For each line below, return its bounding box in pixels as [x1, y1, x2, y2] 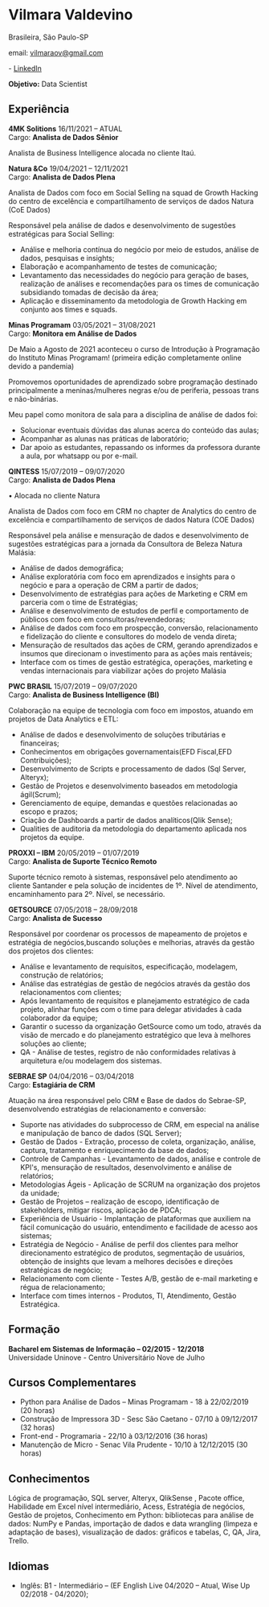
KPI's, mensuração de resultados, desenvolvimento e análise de [19, 1162, 232, 1172]
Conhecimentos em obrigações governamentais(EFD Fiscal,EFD [19, 746, 232, 756]
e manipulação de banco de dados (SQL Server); [19, 1128, 182, 1138]
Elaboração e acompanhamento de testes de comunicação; [19, 262, 218, 271]
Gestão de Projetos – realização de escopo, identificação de [19, 1196, 219, 1206]
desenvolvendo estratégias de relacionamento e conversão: [8, 1104, 206, 1113]
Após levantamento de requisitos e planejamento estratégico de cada [19, 996, 251, 1006]
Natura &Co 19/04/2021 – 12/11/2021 [8, 163, 128, 173]
